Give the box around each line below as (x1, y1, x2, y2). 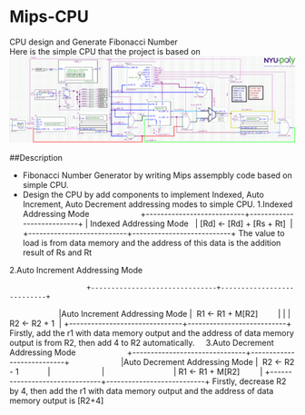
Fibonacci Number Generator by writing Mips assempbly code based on (22, 170, 293, 181)
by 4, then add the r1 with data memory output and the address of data (9, 385, 274, 396)
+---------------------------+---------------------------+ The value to (22, 227, 285, 238)
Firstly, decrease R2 (212, 375, 287, 387)
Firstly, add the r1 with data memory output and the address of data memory (9, 327, 295, 338)
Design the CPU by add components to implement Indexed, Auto (22, 189, 265, 200)
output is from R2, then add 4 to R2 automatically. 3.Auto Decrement (9, 337, 274, 348)
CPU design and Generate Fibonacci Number (9, 36, 179, 47)
